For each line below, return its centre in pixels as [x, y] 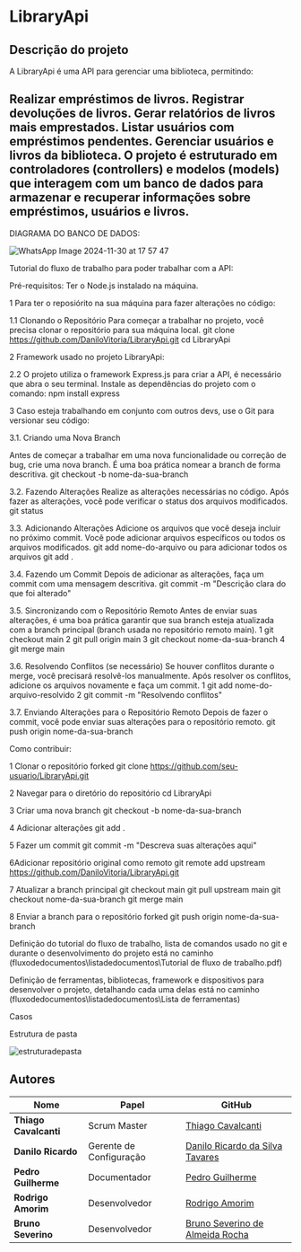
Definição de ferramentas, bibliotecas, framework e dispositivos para [137, 980]
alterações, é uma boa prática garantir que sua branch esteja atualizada [142, 620]
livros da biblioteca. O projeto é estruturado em [143, 156]
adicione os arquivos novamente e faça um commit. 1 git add [121, 685]
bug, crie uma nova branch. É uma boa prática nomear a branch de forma [145, 464]
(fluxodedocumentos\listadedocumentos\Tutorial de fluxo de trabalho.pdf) [146, 962]
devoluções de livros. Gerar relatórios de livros [142, 114]
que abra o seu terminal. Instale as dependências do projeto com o [133, 384]
